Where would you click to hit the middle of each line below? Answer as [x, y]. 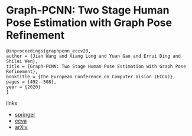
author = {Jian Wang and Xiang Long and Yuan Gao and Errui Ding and [94, 56]
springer [25, 114]
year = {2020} [24, 87]
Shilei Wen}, [22, 61]
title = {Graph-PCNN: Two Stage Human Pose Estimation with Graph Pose [96, 66]
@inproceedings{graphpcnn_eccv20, [49, 51]
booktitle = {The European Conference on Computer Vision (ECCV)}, [91, 77]
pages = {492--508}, [32, 82]
